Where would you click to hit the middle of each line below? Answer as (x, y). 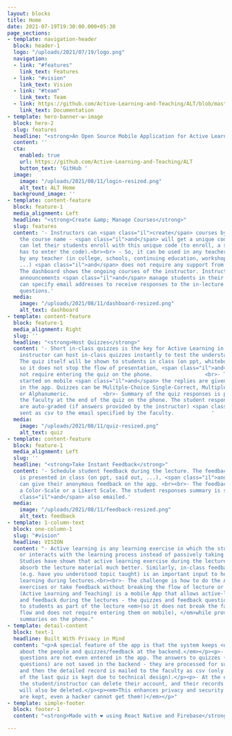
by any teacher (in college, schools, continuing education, (109, 259)
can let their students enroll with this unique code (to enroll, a (120, 246)
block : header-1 (37, 46)
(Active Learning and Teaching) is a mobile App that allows (109, 593)
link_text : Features (49, 71)
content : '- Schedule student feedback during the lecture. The (108, 471)
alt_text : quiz (41, 432)
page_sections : (29, 33)
